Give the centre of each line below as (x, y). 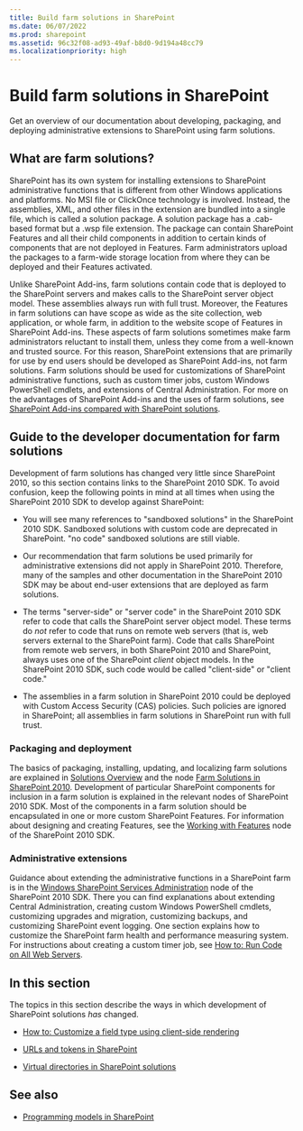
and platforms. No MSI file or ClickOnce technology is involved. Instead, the (150, 199)
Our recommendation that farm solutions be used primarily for (138, 556)
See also (34, 1095)
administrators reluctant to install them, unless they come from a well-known (151, 341)
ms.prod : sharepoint (48, 34)
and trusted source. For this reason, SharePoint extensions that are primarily (151, 351)
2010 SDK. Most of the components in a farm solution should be (128, 806)
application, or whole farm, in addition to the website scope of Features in (146, 322)
